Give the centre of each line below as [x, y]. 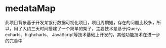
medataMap [30, 8]
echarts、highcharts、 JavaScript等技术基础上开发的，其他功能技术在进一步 [83, 34]
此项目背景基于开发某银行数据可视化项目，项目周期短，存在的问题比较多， [81, 22]
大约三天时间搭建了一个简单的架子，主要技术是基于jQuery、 [83, 28]
